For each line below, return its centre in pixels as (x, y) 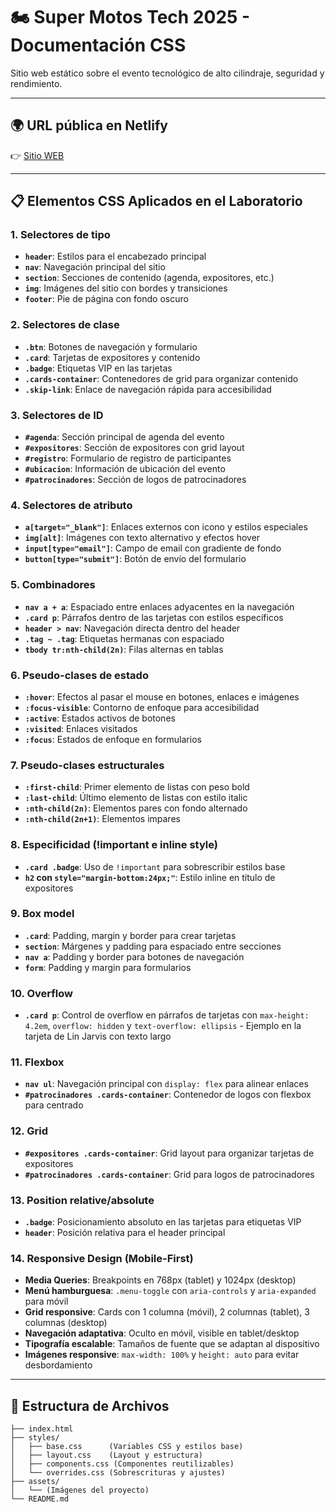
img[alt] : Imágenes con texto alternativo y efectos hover (142, 538)
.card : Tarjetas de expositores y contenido (112, 357)
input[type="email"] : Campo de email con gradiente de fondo (153, 548)
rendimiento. (36, 83)
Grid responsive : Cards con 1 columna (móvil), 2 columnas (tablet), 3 (167, 1312)
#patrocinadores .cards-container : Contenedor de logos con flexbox (168, 1095)
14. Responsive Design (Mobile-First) (102, 1258)
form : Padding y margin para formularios (108, 967)
